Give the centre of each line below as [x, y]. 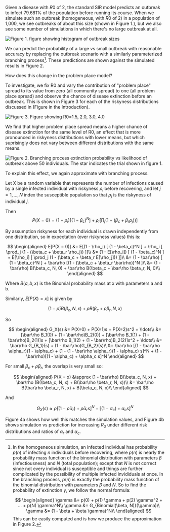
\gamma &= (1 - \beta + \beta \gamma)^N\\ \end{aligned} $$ [89, 511]
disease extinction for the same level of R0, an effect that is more [73, 132]
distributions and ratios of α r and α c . [43, 432]
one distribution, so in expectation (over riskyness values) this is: [73, 237]
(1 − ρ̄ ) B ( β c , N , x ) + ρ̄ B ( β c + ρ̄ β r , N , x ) [85, 309]
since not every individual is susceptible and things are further [77, 469]
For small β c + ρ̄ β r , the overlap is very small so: [54, 367]
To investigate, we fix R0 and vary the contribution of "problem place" [78, 85]
